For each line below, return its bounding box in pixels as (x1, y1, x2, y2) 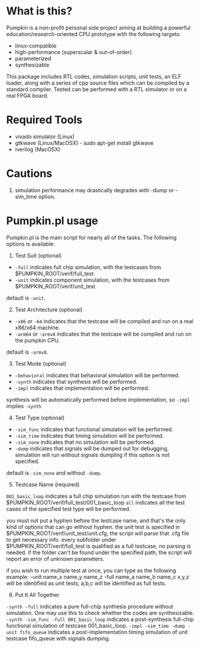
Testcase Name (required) (14, 480, 80, 488)
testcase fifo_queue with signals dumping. (6, 635, 111, 642)
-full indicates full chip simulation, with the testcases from (14, 263, 162, 271)
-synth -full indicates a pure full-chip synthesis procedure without (6, 602, 174, 610)
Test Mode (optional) (14, 360, 67, 367)
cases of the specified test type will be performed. (6, 505, 131, 512)
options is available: (6, 240, 55, 247)
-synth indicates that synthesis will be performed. (14, 378, 138, 385)
